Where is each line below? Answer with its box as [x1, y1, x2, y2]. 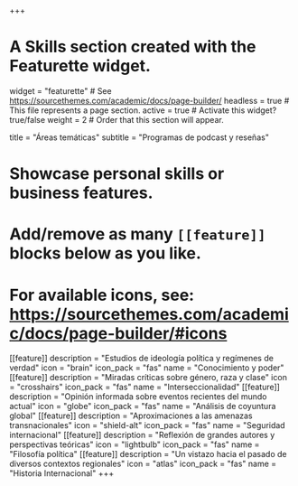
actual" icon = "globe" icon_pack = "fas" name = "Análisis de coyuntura [9, 401, 276, 412]
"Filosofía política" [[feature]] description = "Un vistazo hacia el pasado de [9, 449, 287, 460]
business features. [9, 182, 154, 203]
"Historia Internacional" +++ [9, 468, 115, 479]
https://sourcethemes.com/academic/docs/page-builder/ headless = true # [9, 95, 290, 106]
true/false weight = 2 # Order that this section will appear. [9, 114, 224, 125]
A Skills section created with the [9, 37, 256, 57]
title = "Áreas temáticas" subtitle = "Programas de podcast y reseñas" [9, 132, 269, 143]
